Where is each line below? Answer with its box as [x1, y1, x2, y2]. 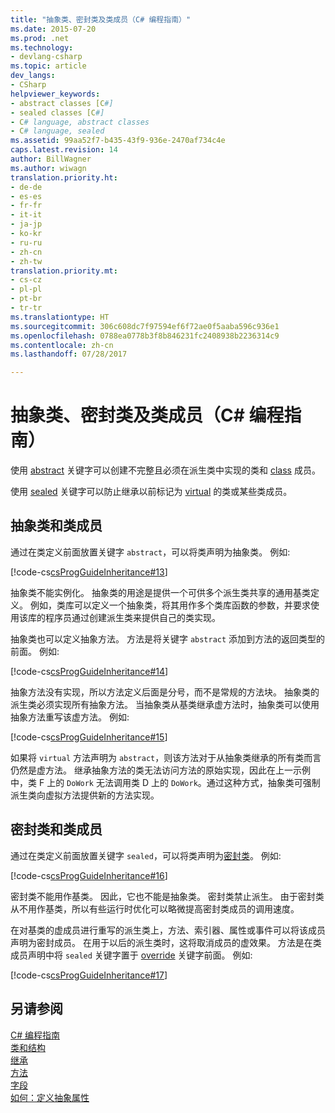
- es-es [10, 191, 43, 201]
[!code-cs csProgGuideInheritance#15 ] [10, 731, 168, 743]
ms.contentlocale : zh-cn [10, 340, 114, 350]
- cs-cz [10, 275, 43, 285]
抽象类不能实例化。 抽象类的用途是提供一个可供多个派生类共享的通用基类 [10, 586, 311, 598]
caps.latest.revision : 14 [10, 145, 118, 155]
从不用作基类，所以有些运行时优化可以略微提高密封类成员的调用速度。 [10, 902, 300, 915]
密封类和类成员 [10, 821, 103, 838]
